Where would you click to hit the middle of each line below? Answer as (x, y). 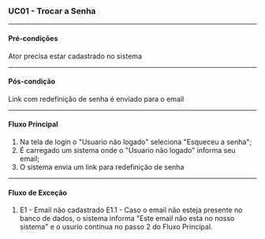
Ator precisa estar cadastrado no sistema (75, 56)
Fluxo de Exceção (37, 192)
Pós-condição (32, 81)
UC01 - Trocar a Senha (52, 11)
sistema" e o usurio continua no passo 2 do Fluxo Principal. (116, 227)
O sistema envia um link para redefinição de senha (102, 166)
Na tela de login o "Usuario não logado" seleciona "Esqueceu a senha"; (136, 142)
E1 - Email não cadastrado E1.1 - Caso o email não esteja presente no (131, 210)
